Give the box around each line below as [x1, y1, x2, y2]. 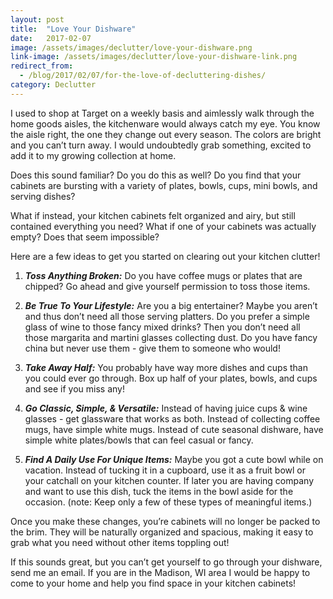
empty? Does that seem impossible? [10, 231, 160, 243]
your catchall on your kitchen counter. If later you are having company [24, 474, 315, 486]
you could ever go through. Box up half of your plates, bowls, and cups [24, 372, 318, 384]
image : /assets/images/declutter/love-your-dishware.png [10, 42, 253, 53]
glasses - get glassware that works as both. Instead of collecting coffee [24, 412, 321, 425]
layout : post [10, 14, 65, 25]
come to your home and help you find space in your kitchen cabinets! [10, 577, 297, 589]
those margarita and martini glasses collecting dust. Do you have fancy [24, 331, 318, 343]
